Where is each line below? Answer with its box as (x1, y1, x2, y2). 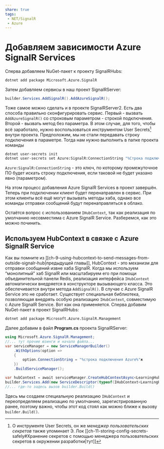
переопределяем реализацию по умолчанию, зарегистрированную (5, 398, 147, 404)
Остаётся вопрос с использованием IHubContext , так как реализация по (5, 210, 156, 215)
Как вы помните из (5, 255, 45, 261)
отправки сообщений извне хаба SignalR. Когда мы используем (5, 265, 139, 271)
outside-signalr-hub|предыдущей (5, 260, 73, 266)
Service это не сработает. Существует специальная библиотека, (5, 291, 140, 297)
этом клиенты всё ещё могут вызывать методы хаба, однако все (5, 195, 142, 201)
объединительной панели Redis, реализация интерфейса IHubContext (5, 276, 149, 281)
